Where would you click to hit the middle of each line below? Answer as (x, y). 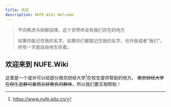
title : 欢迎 (17, 10)
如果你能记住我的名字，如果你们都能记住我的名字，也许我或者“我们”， (91, 41)
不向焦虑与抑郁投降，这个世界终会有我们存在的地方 (71, 30)
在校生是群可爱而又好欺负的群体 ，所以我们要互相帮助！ (63, 84)
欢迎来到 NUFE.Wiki (37, 64)
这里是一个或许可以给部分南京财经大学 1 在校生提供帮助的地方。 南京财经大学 (85, 77)
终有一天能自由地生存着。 (45, 47)
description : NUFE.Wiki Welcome (39, 15)
